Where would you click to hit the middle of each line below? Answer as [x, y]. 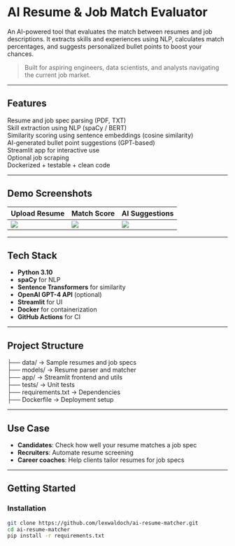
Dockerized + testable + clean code [59, 164]
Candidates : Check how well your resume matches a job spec [107, 445]
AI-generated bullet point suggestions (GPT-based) [81, 142]
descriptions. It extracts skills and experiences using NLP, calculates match [116, 38]
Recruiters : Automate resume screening [76, 453]
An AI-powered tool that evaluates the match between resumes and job [110, 31]
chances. [20, 54]
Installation [27, 508]
